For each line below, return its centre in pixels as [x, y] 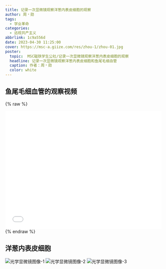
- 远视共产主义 [23, 33]
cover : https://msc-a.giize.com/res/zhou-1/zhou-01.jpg [64, 47]
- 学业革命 [19, 24]
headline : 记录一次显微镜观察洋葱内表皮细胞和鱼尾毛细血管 [63, 61]
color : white [23, 70]
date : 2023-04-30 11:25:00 [33, 42]
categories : [17, 28]
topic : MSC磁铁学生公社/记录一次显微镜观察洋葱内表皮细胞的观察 [69, 56]
